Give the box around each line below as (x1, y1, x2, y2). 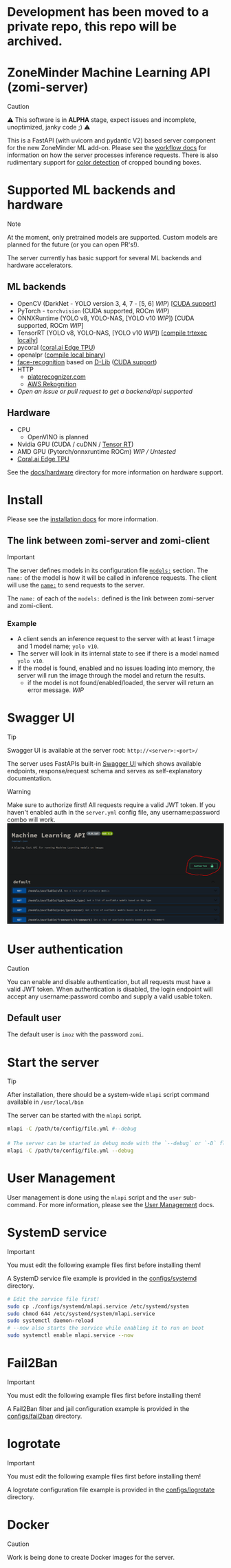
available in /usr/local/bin (7, 1098, 84, 1106)
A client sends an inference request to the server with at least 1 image (16, 634, 215, 642)
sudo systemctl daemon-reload (7, 1317, 94, 1324)
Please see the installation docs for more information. (7, 514, 158, 523)
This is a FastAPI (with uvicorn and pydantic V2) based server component (7, 136, 216, 145)
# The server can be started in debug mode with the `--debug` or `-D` (7, 1140, 217, 1147)
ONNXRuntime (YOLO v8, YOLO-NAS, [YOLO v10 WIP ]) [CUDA (16, 314, 195, 322)
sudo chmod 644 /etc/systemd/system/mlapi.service (7, 1310, 155, 1317)
